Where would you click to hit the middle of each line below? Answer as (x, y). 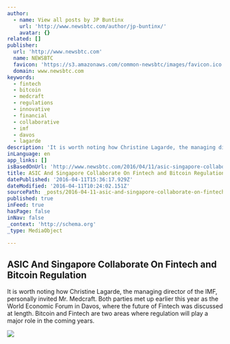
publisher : (23, 45)
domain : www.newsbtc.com (49, 71)
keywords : (21, 77)
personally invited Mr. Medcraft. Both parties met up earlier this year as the (113, 299)
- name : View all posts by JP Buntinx (69, 20)
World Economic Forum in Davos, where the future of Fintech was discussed (115, 306)
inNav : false (26, 218)
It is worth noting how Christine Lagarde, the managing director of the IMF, (112, 292)
